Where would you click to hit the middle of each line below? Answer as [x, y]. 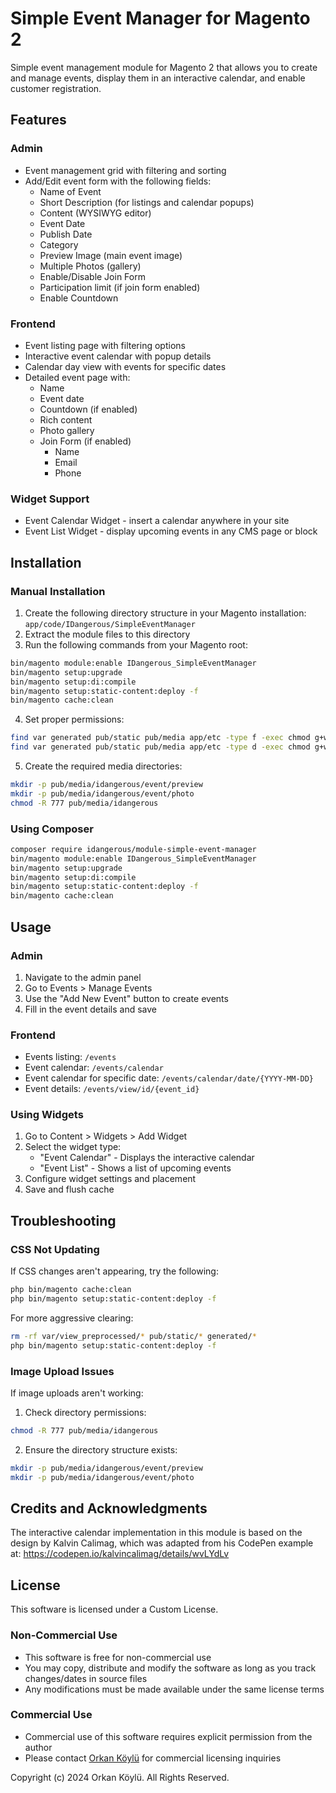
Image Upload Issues [62, 1371]
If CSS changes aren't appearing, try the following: [114, 1271]
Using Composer [52, 829]
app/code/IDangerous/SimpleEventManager [110, 624]
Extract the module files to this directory [107, 634]
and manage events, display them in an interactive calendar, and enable [158, 78]
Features [38, 120]
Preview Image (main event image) [111, 255]
